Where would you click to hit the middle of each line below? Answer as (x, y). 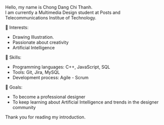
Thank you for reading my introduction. (45, 117)
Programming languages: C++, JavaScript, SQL (61, 67)
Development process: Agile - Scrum (50, 77)
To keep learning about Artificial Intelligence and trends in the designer (85, 102)
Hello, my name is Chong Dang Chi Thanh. (49, 7)
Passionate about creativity (40, 42)
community (24, 107)
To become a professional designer (49, 97)
